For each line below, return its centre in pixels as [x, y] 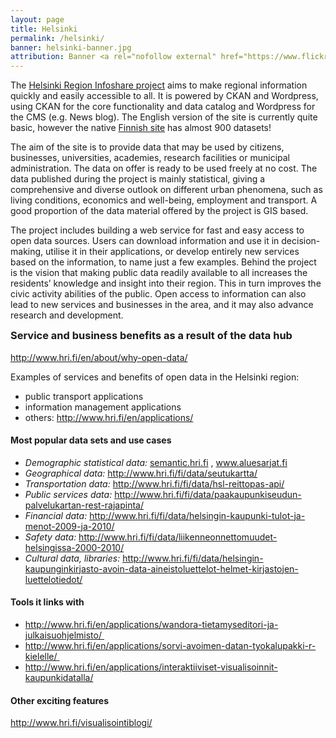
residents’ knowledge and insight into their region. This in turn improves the [166, 283]
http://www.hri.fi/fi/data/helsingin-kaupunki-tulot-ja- [197, 515]
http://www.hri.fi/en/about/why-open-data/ [99, 357]
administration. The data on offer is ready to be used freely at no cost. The [164, 168]
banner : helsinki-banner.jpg [71, 47]
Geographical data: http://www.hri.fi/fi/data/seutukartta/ [141, 473]
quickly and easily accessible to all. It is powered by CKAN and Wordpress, [164, 96]
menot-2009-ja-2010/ [69, 526]
